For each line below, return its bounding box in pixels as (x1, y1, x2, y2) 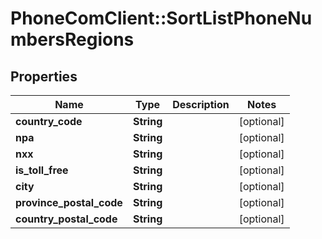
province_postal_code (15, 196, 123, 209)
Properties (10, 68, 78, 85)
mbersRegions (10, 28, 135, 51)
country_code (15, 115, 83, 128)
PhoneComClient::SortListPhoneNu (10, 7, 313, 30)
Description (172, 98, 230, 111)
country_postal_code (15, 212, 118, 226)
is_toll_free (15, 163, 69, 177)
